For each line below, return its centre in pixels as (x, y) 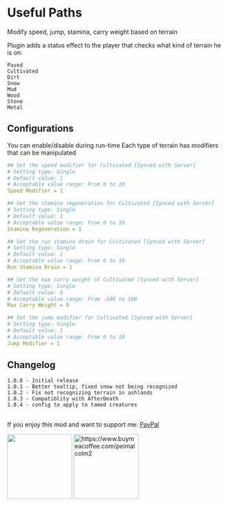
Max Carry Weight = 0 (38, 305)
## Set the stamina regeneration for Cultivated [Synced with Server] (111, 204)
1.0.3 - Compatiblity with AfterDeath (63, 399)
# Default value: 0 (35, 292)
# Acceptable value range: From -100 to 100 (72, 299)
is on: (15, 52)
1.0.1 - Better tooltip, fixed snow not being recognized (92, 387)
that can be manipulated (42, 153)
